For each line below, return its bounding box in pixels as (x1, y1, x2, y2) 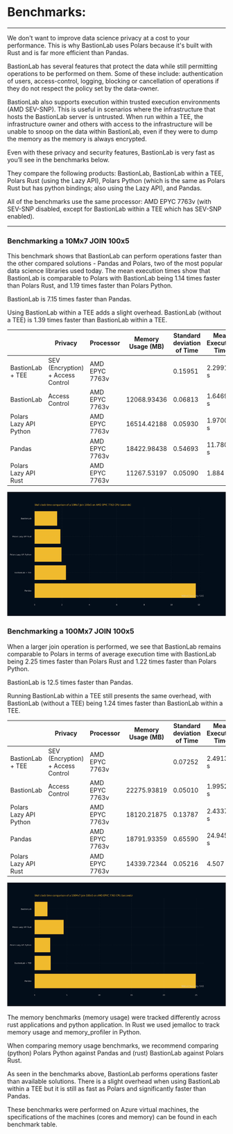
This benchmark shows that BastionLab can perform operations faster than (7, 252, 222, 260)
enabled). (7, 212, 35, 220)
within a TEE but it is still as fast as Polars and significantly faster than (7, 1085, 207, 1093)
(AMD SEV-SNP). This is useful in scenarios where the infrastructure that (7, 105, 216, 113)
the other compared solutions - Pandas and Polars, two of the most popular (7, 259, 223, 268)
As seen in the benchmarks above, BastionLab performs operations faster (7, 1070, 218, 1078)
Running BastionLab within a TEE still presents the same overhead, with (7, 691, 212, 700)
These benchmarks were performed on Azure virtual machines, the (7, 1105, 200, 1114)
